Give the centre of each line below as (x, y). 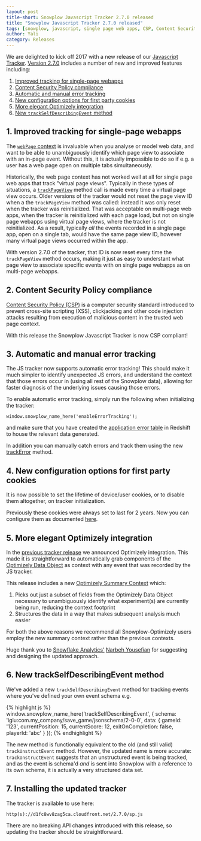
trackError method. (30, 452)
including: (19, 69)
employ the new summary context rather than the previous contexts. (91, 638)
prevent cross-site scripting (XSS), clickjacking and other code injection (95, 311)
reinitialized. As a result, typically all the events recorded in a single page (96, 228)
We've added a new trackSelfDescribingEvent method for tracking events (98, 689)
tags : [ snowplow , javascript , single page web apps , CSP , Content (91, 28)
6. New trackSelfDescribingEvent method (85, 675)
